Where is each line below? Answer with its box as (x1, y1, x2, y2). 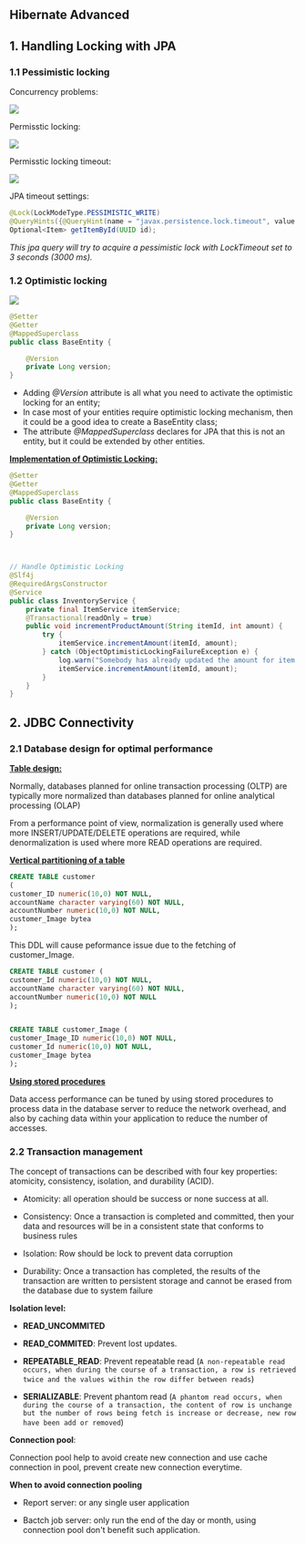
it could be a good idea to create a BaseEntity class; (22, 417, 219, 428)
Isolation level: (9, 1303, 66, 1314)
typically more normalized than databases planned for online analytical (9, 790, 275, 801)
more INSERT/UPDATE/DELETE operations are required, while (9, 827, 241, 838)
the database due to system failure (22, 1285, 154, 1296)
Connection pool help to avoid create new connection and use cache (9, 1452, 269, 1463)
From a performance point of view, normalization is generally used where (9, 817, 284, 828)
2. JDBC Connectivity (9, 715, 135, 731)
